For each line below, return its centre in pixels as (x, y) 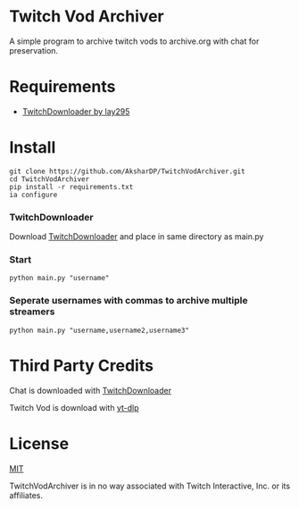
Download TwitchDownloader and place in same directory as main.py (137, 237)
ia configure (33, 195)
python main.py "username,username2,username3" (100, 330)
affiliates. (26, 495)
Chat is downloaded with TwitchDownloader (91, 390)
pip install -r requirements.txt (71, 187)
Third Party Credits (82, 366)
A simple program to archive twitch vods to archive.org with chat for (134, 41)
